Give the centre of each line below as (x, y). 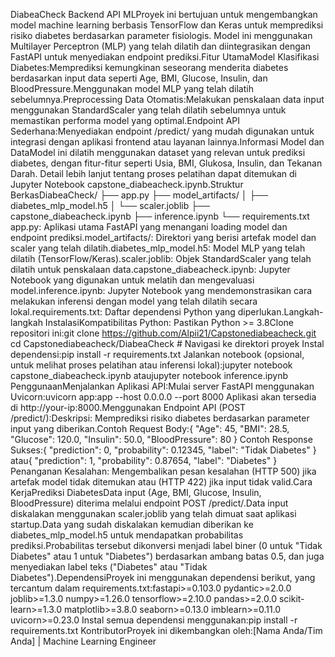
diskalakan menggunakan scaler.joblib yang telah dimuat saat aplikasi (153, 513)
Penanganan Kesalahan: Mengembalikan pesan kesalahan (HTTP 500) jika (163, 471)
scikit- (291, 598)
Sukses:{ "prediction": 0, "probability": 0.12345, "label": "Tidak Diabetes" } (163, 450)
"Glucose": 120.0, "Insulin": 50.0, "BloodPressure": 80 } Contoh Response (161, 439)
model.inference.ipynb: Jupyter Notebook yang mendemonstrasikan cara (161, 290)
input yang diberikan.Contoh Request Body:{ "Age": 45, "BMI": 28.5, (150, 428)
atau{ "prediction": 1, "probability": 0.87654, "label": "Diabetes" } (144, 460)
